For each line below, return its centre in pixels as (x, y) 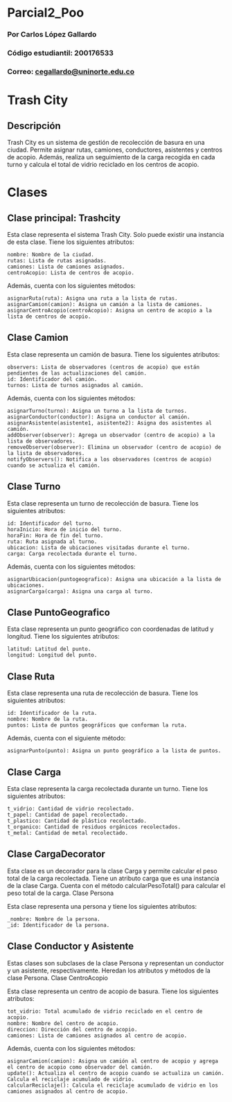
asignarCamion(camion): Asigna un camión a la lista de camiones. (105, 304)
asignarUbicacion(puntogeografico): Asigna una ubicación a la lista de (114, 579)
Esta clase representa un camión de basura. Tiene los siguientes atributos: (114, 354)
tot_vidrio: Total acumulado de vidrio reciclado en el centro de (105, 1011)
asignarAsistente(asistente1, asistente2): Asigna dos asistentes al (110, 423)
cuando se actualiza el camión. (54, 465)
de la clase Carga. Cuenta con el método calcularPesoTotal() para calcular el (116, 885)
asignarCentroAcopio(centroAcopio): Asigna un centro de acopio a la (110, 310)
